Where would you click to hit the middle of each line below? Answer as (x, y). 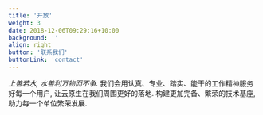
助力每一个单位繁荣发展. (48, 103)
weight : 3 (25, 23)
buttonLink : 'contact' (46, 60)
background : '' (33, 38)
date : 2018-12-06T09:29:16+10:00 (64, 30)
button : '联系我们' (38, 52)
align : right (30, 45)
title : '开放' (31, 15)
